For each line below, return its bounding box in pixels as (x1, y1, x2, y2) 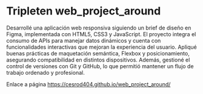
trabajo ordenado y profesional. (6, 69, 85, 76)
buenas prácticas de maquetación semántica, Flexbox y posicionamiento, (6, 49, 190, 57)
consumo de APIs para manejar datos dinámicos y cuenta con (6, 37, 161, 44)
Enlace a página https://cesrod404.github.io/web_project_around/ (6, 80, 171, 88)
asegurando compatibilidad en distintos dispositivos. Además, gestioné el (6, 56, 190, 63)
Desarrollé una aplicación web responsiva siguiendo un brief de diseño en (6, 24, 191, 31)
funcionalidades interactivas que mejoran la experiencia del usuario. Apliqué (6, 43, 197, 51)
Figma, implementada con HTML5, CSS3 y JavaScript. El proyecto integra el (6, 30, 196, 37)
